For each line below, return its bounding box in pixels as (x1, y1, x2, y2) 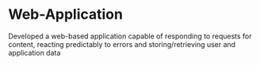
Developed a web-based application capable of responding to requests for (8, 31, 252, 41)
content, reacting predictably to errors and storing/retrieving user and (8, 39, 236, 49)
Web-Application (8, 5, 123, 23)
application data (8, 48, 61, 57)
